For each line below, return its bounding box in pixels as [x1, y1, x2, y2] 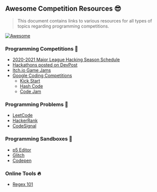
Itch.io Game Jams [12, 67, 51, 73]
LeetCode [12, 112, 33, 118]
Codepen [12, 157, 32, 163]
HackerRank [12, 117, 38, 123]
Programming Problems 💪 [5, 101, 68, 108]
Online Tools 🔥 [5, 170, 41, 177]
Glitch [12, 152, 25, 158]
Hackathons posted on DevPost [12, 62, 78, 68]
